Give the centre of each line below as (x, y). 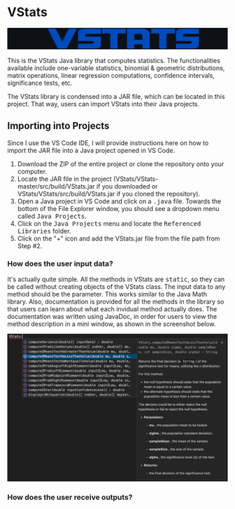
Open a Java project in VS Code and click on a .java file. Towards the (119, 201)
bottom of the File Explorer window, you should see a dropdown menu (118, 208)
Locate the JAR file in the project (64, 179)
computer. (32, 171)
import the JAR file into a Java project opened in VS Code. (91, 150)
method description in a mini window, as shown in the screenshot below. (112, 324)
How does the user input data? (60, 264)
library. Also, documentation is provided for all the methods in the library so (116, 301)
